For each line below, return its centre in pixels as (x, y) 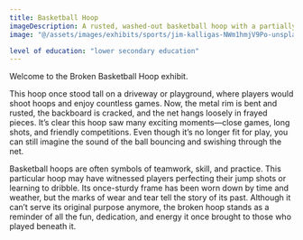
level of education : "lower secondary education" (105, 51)
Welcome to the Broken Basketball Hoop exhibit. (99, 77)
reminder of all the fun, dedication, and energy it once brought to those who (150, 217)
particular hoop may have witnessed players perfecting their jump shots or (148, 179)
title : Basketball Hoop (54, 18)
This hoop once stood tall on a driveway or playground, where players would (151, 94)
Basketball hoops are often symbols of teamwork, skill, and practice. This (145, 169)
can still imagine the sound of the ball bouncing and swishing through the (146, 142)
